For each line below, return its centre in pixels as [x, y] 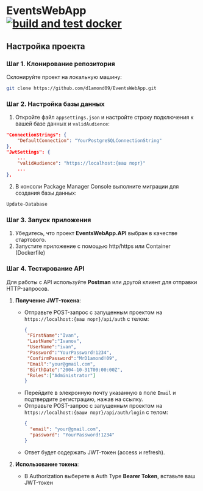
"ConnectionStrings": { [37, 135]
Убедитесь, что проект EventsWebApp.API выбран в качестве [96, 233]
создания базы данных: [46, 193]
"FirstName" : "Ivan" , [53, 335]
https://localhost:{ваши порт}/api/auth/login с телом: [96, 412]
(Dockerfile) [30, 253]
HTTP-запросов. [28, 288]
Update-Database [27, 204]
